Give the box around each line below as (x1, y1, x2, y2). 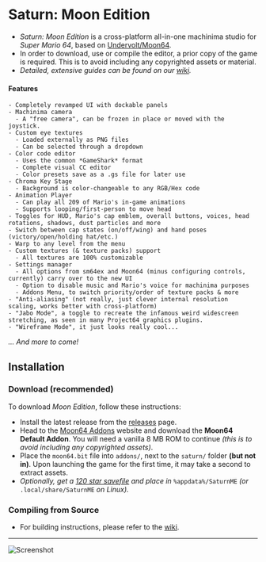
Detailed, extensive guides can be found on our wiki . (19, 65, 192, 75)
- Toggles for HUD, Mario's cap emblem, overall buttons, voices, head (8, 212, 249, 220)
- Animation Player (8, 192, 73, 200)
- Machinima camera (8, 109, 73, 117)
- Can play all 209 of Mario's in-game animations (15, 198, 186, 207)
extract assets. (19, 468, 69, 477)
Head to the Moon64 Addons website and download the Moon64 (19, 426, 234, 435)
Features (8, 83, 38, 93)
